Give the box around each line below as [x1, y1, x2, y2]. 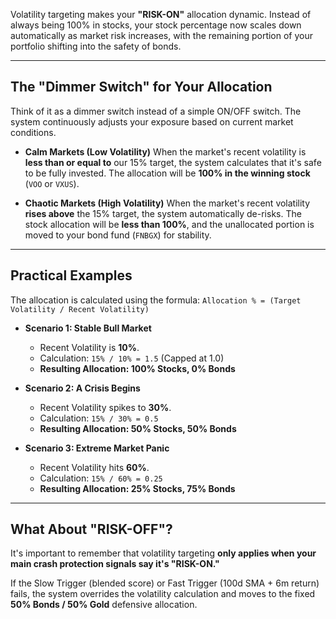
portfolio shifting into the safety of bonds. [10, 40, 182, 52]
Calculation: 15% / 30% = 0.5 [39, 412, 159, 424]
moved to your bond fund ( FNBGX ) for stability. [24, 229, 212, 241]
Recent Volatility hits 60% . [39, 461, 150, 473]
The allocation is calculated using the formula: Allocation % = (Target [10, 294, 302, 306]
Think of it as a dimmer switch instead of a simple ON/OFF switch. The [10, 105, 302, 117]
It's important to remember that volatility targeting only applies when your [10, 547, 317, 559]
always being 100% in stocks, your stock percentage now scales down [10, 19, 302, 31]
